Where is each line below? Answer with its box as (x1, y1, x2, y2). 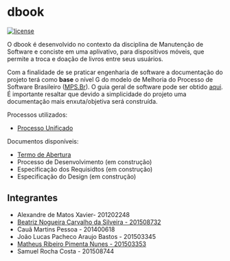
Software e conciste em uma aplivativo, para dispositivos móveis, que (7, 47, 205, 56)
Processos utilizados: (7, 111, 68, 119)
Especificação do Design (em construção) (16, 172, 137, 181)
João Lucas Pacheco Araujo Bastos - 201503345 (16, 232, 157, 240)
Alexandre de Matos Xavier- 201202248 (16, 210, 130, 218)
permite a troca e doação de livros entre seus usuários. (7, 54, 163, 63)
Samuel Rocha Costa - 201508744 (16, 247, 115, 255)
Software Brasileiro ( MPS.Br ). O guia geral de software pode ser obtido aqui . (7, 82, 223, 91)
